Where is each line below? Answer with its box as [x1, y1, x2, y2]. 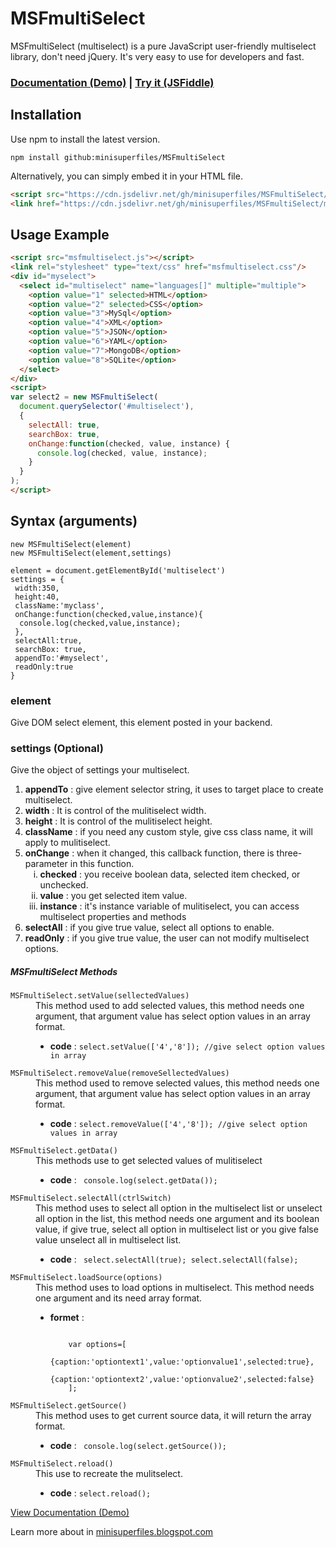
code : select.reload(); [49, 1487, 152, 1499]
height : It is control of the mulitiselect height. [24, 815, 213, 827]
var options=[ [68, 1340, 127, 1350]
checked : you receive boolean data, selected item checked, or [39, 868, 301, 881]
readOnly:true [14, 662, 74, 672]
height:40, [14, 592, 60, 602]
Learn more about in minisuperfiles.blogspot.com [10, 1526, 214, 1538]
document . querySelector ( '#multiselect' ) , [19, 402, 195, 412]
